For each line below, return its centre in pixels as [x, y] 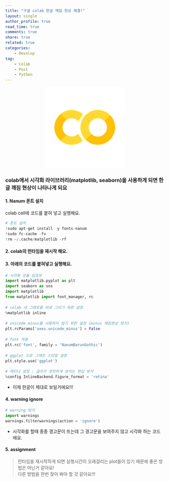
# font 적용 [17, 340]
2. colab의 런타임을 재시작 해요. [37, 251]
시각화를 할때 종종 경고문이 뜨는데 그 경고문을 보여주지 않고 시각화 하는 [82, 431]
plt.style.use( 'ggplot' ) [31, 361]
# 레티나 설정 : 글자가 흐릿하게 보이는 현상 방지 [49, 372]
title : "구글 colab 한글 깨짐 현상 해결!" [45, 11]
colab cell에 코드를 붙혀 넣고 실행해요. [43, 213]
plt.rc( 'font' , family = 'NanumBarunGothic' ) [54, 345]
